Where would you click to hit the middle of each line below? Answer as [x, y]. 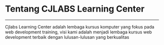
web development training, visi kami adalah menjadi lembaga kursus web [79, 32]
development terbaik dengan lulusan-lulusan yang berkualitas [67, 37]
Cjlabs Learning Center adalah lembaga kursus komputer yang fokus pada [80, 27]
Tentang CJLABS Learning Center [75, 9]
